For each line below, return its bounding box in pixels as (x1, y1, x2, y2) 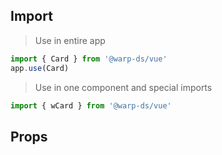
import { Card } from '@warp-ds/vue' (10, 54, 168, 64)
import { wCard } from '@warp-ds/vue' (10, 100, 172, 111)
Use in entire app (34, 34, 106, 46)
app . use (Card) (10, 63, 70, 73)
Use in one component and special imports (34, 81, 213, 93)
